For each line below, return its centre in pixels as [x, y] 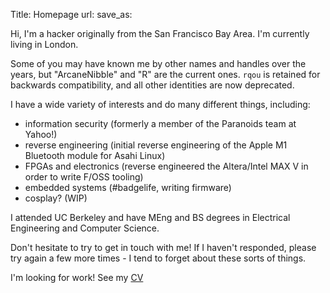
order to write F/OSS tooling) [84, 177]
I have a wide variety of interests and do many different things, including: [160, 104]
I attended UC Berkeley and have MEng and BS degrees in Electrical [150, 217]
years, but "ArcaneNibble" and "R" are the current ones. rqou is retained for [165, 74]
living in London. [44, 44]
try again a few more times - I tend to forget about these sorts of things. [158, 258]
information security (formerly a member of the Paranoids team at [160, 123]
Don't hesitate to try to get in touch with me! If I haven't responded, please [163, 247]
